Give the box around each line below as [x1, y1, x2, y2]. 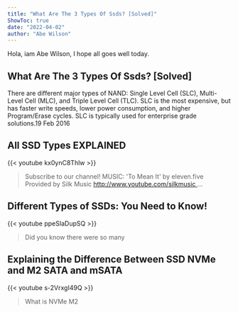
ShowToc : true [7, 17, 50, 24]
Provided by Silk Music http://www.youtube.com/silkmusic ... [24, 179, 203, 188]
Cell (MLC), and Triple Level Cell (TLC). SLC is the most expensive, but [24, 96, 231, 105]
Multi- [200, 89, 217, 98]
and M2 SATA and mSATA [7, 264, 123, 277]
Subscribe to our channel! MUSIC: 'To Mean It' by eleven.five [24, 172, 204, 181]
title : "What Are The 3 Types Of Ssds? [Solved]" [7, 10, 158, 18]
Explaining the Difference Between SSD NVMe [7, 253, 216, 266]
